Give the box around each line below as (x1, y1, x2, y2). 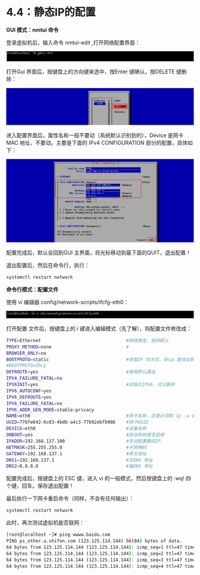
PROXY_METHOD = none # (6, 344, 129, 350)
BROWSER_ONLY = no (6, 350, 46, 356)
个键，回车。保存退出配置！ (6, 482, 74, 489)
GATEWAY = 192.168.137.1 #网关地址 (6, 450, 147, 456)
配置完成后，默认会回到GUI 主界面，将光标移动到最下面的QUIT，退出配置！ (6, 249, 192, 256)
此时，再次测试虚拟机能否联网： (6, 519, 85, 526)
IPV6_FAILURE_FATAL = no (6, 400, 62, 406)
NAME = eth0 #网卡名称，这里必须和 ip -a (6, 413, 189, 419)
